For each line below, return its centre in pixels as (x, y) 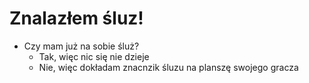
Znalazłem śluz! (76, 18)
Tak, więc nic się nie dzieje (94, 56)
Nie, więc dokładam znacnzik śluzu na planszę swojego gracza (168, 67)
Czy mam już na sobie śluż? (81, 46)
